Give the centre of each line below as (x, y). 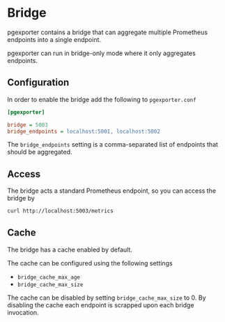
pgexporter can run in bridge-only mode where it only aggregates (102, 53)
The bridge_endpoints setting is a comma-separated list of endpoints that (113, 145)
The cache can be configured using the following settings (90, 263)
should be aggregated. (40, 152)
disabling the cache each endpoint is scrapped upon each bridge (101, 305)
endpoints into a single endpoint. (54, 39)
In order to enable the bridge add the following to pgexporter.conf (102, 99)
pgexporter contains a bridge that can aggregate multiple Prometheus (107, 32)
